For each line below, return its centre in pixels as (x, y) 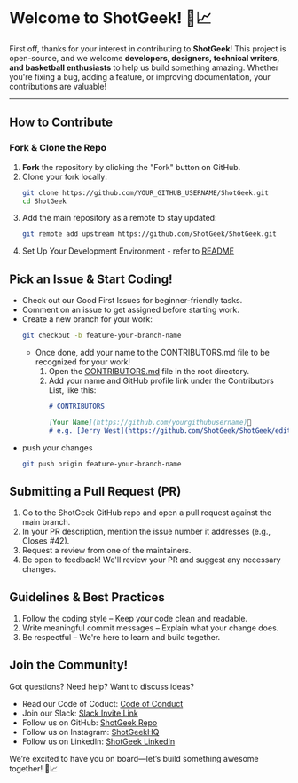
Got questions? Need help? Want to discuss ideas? (102, 686)
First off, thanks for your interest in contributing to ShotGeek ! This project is (148, 48)
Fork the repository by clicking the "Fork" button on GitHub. (131, 167)
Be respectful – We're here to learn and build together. (121, 638)
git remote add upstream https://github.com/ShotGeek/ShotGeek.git (149, 234)
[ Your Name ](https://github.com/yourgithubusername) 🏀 (150, 422)
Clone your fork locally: (65, 176)
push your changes (57, 447)
